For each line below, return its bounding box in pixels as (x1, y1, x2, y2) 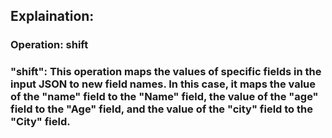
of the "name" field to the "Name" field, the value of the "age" (10, 90, 319, 104)
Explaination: (10, 8, 95, 25)
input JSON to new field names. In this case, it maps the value (10, 77, 317, 91)
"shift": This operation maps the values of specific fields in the (10, 65, 322, 79)
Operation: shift (10, 38, 89, 52)
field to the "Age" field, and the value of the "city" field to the (10, 102, 313, 116)
